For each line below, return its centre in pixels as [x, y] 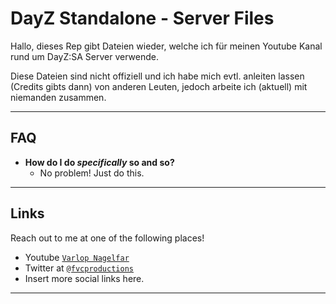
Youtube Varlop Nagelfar [77, 257]
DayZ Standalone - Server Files [142, 18]
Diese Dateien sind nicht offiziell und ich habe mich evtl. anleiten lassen [157, 76]
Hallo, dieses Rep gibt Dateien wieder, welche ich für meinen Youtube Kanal [166, 46]
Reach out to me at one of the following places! [107, 238]
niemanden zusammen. [58, 97]
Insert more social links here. [84, 278]
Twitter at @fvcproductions [79, 268]
